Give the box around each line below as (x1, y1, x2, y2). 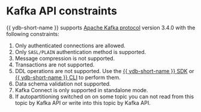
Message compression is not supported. (14, 55, 115, 62)
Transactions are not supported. (14, 61, 95, 68)
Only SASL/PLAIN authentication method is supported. (14, 48, 146, 55)
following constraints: (6, 30, 60, 37)
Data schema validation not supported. (14, 80, 111, 87)
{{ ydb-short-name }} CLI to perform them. (14, 74, 121, 81)
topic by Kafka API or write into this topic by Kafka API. (14, 99, 151, 106)
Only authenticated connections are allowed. (14, 42, 126, 49)
